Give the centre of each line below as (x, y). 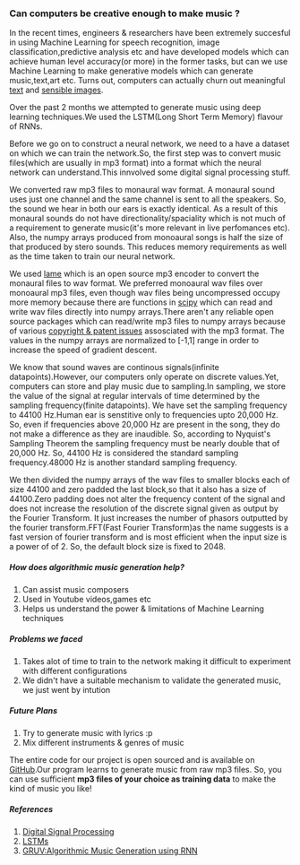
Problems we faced (46, 638)
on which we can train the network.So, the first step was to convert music (146, 153)
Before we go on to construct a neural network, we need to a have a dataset (150, 144)
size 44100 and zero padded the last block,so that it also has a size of (138, 489)
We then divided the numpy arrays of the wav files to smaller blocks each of (150, 480)
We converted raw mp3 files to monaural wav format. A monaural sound (142, 190)
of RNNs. (26, 126)
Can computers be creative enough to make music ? (124, 13)
